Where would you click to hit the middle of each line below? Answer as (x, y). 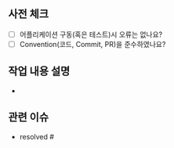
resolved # (37, 136)
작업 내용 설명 (39, 72)
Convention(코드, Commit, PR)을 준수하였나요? (92, 44)
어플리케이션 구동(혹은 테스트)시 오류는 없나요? (91, 34)
